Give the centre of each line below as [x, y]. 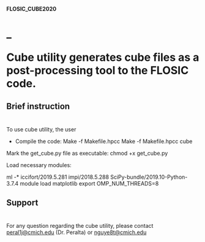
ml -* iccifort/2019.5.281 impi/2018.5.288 [58, 177]
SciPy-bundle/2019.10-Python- [149, 177]
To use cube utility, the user [41, 129]
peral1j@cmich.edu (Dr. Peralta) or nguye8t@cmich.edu [76, 232]
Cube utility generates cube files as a [103, 57]
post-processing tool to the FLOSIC [98, 71]
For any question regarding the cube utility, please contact [80, 226]
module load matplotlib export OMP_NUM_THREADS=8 [89, 183]
